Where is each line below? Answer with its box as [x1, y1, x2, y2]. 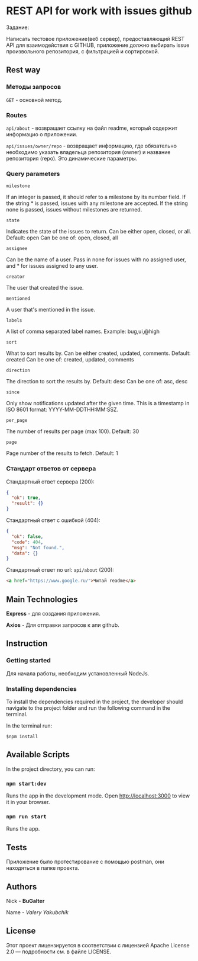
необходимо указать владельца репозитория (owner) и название [6, 148, 171, 155]
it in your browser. [6, 799, 50, 806]
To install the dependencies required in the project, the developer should [6, 698, 183, 705]
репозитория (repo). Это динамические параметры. [6, 155, 138, 162]
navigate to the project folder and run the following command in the [6, 704, 170, 712]
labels [6, 318, 22, 323]
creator [6, 274, 25, 280]
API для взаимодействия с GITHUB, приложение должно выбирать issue [6, 41, 190, 49]
